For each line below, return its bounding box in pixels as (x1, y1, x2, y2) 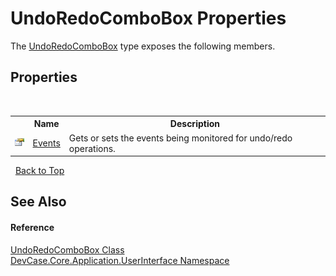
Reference (10, 221, 55, 233)
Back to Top (14, 165, 65, 176)
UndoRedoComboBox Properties (10, 7, 287, 30)
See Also (10, 193, 67, 211)
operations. (68, 142, 116, 154)
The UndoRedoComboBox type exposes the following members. (10, 40, 276, 52)
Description (169, 118, 220, 130)
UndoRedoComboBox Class (10, 243, 125, 256)
